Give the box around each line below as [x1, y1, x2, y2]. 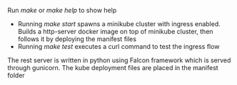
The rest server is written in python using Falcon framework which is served [7, 56, 231, 64]
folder [7, 71, 25, 79]
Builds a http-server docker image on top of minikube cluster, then [17, 28, 213, 35]
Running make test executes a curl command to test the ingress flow [17, 42, 220, 50]
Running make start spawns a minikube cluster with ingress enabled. [17, 20, 221, 28]
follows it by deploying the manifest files [17, 35, 137, 43]
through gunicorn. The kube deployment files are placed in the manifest [7, 64, 219, 72]
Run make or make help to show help [7, 6, 117, 14]
